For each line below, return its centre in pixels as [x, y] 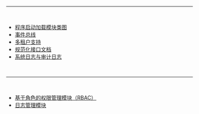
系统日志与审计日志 [38, 57]
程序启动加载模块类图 [41, 27]
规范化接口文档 [33, 49]
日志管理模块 [30, 105]
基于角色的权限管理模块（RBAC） [55, 98]
